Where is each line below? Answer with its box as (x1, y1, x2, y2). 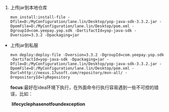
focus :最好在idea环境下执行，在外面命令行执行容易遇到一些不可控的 (10, 84, 155, 91)
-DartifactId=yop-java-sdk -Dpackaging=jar (10, 57, 105, 62)
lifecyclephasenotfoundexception (11, 101, 86, 107)
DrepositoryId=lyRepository (10, 75, 70, 80)
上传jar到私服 (10, 42, 38, 48)
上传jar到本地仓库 (10, 5, 48, 10)
